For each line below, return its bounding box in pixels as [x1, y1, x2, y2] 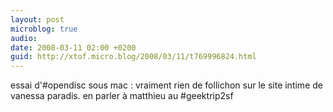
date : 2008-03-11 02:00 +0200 [10, 42, 137, 53]
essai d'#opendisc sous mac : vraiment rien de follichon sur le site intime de [10, 79, 323, 91]
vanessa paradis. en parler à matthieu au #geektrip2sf [10, 90, 234, 102]
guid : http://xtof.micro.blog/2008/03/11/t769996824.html [10, 52, 257, 62]
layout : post [10, 14, 65, 25]
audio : [10, 33, 38, 43]
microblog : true [10, 24, 78, 34]
